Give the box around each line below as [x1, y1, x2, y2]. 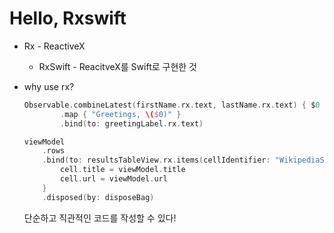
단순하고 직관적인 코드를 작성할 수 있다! [23, 212, 177, 224]
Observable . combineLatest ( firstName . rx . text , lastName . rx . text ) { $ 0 [23, 100, 321, 110]
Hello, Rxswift [9, 7, 127, 30]
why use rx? [23, 80, 75, 92]
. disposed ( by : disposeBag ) [42, 192, 155, 202]
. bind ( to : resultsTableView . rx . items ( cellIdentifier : [42, 155, 271, 166]
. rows [42, 146, 66, 156]
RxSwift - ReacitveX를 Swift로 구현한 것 [38, 60, 197, 72]
